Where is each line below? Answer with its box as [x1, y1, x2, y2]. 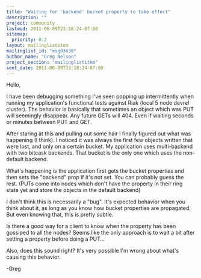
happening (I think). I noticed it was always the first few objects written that [6, 137, 193, 144]
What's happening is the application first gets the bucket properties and [6, 167, 185, 175]
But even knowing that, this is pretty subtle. [6, 211, 114, 218]
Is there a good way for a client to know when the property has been [6, 223, 176, 230]
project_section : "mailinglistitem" [6, 59, 98, 65]
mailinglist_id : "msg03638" [6, 48, 77, 54]
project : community [6, 20, 55, 26]
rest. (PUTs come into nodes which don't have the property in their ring [6, 180, 183, 187]
